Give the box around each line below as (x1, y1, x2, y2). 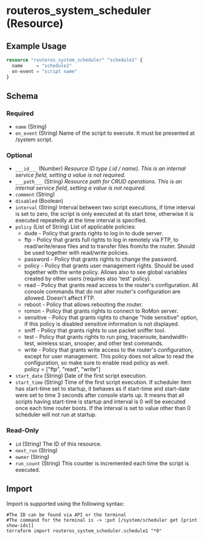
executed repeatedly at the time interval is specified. (15, 217, 147, 224)
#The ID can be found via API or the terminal (6, 511, 127, 518)
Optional (6, 151, 32, 160)
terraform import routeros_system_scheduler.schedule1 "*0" (6, 528, 163, 534)
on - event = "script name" (12, 68, 78, 74)
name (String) (15, 123, 47, 130)
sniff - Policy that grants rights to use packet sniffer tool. (24, 327, 166, 334)
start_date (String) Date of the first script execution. (15, 372, 147, 380)
